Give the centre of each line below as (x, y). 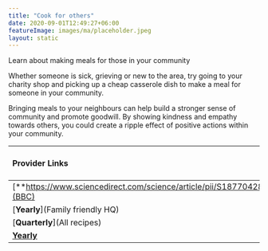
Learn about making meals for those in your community (99, 61)
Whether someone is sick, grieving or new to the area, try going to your (126, 76)
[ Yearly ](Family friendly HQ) (66, 210)
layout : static (33, 38)
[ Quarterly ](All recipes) (57, 222)
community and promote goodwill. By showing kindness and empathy (123, 117)
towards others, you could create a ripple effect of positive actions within (128, 125)
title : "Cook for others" (51, 16)
